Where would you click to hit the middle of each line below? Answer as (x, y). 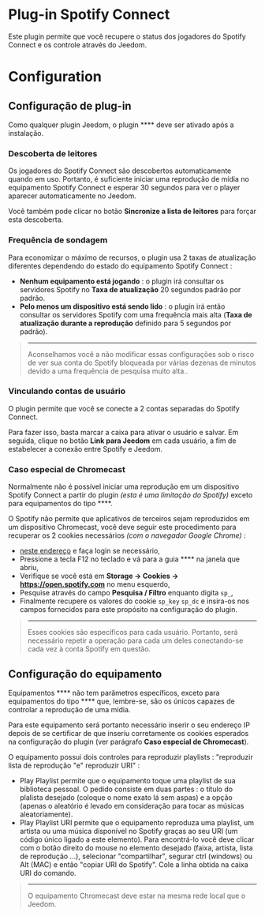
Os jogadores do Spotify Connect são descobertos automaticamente (120, 171)
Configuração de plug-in (70, 105)
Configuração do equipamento (85, 674)
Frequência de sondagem (58, 240)
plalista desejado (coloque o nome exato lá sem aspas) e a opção (126, 797)
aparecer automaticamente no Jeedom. (72, 196)
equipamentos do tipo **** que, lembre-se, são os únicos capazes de (121, 701)
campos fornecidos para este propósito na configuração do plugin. (129, 610)
